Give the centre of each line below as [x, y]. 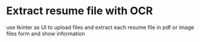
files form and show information [46, 33]
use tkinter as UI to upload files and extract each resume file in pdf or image [100, 27]
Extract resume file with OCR [80, 11]
